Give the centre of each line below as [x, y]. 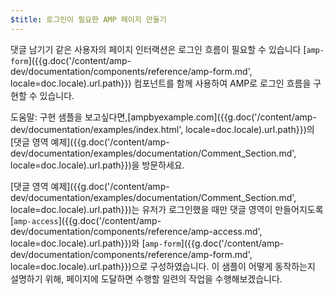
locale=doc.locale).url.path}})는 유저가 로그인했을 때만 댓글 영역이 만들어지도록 [167, 209]
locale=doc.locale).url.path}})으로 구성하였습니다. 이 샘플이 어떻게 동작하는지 [163, 266]
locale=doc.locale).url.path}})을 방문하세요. [97, 165]
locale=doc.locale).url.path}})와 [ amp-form [96, 243]
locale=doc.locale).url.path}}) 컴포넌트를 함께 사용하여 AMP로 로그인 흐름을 [161, 83]
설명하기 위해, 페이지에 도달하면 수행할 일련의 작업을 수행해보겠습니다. [146, 278]
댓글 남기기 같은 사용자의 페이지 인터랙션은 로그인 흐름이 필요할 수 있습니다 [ [158, 49]
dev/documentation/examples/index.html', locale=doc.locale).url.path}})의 [162, 129]
